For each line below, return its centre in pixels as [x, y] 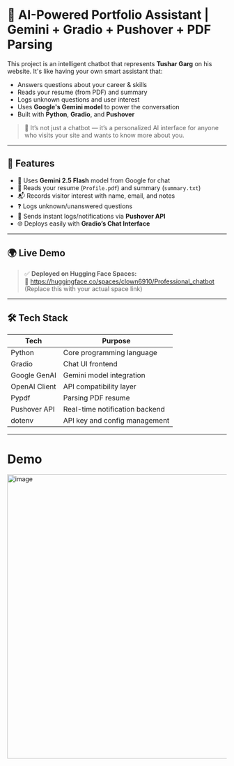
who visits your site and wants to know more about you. [104, 135]
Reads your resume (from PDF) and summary [82, 92]
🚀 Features [31, 164]
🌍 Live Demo [37, 253]
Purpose [116, 341]
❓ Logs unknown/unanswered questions [75, 206]
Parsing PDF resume [96, 398]
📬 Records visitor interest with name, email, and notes [96, 196]
